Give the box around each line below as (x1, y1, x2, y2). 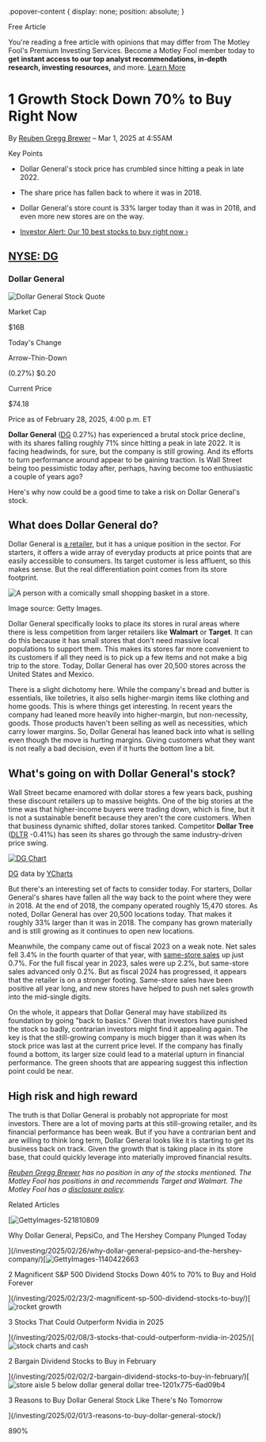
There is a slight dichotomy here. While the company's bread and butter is (8, 685, 250, 694)
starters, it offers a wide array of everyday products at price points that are (8, 548, 252, 557)
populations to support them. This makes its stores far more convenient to (8, 645, 249, 654)
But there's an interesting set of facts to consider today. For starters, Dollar (8, 885, 253, 894)
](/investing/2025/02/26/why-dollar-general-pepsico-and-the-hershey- (8, 1246, 243, 1256)
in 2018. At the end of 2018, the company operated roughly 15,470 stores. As (8, 901, 258, 911)
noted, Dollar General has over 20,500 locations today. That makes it (8, 910, 232, 919)
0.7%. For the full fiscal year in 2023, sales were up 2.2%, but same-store (8, 958, 249, 968)
